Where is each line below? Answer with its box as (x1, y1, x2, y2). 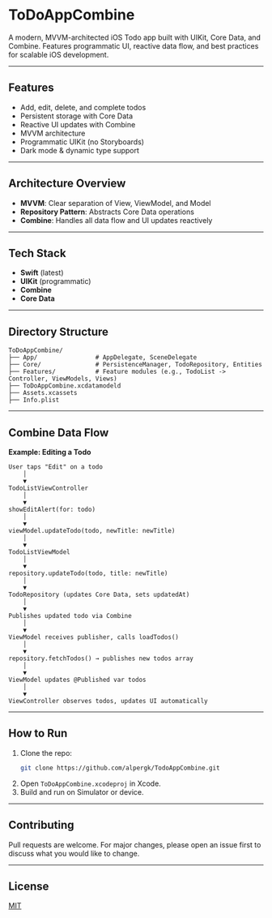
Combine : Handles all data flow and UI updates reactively (19, 215, 213, 225)
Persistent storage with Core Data (19, 111, 134, 121)
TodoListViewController (8, 484, 89, 492)
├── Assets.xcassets (8, 389, 79, 397)
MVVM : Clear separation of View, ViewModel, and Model (19, 198, 212, 208)
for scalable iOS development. (8, 49, 109, 59)
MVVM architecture (19, 128, 86, 138)
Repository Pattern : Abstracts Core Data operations (19, 207, 194, 217)
